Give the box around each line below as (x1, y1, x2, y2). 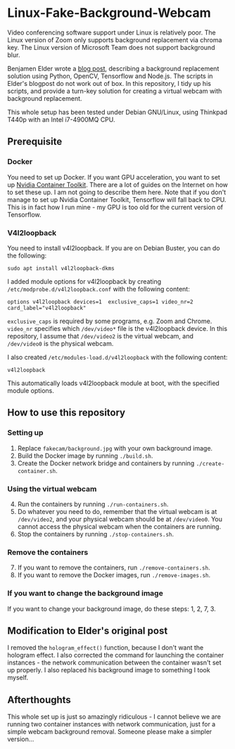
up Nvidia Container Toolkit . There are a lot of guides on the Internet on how (7, 180, 229, 189)
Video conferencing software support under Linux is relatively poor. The (7, 28, 216, 37)
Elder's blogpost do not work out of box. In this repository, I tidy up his (7, 79, 211, 87)
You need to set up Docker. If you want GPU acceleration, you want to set (7, 172, 220, 181)
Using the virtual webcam (7, 484, 97, 493)
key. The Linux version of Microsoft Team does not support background (7, 43, 215, 51)
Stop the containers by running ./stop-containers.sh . (17, 529, 174, 538)
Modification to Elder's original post (7, 624, 168, 636)
